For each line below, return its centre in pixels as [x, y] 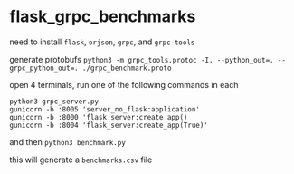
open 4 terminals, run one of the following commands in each [124, 84]
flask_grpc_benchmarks [103, 17]
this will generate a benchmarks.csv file [81, 159]
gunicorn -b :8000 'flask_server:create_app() [99, 117]
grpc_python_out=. [44, 68]
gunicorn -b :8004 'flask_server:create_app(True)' [109, 125]
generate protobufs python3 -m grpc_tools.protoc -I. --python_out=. [142, 59]
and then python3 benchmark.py [68, 141]
